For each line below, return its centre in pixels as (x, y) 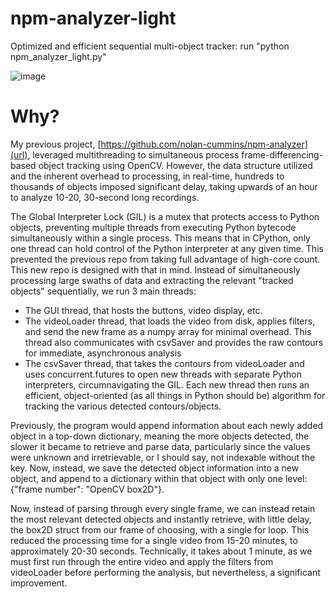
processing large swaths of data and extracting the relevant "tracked (152, 280)
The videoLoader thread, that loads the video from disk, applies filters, (170, 321)
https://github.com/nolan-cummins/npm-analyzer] (204, 144)
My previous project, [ (56, 144)
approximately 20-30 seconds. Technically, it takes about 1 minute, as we (161, 551)
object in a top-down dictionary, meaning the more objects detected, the (160, 436)
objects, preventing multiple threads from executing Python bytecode (153, 227)
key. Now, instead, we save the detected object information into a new (155, 468)
